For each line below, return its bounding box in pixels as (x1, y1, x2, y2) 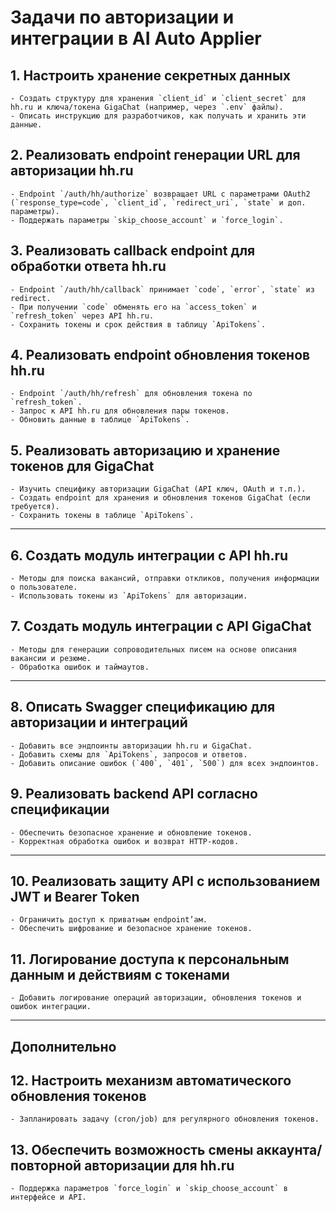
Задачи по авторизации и (10, 6, 235, 29)
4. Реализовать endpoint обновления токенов (10, 347, 311, 364)
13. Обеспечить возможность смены (10, 1141, 254, 1158)
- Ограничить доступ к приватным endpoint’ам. (10, 915, 208, 925)
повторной (10, 1157, 82, 1174)
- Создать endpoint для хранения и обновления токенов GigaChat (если (10, 493, 311, 503)
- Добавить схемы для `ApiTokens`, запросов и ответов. (10, 749, 248, 760)
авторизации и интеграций (10, 714, 188, 731)
